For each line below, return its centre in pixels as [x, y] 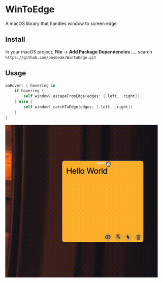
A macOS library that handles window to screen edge [61, 23]
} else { [24, 102]
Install [15, 39]
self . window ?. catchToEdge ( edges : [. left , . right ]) [78, 107]
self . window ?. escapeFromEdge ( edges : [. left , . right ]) [81, 96]
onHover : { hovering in [30, 86]
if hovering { [29, 91]
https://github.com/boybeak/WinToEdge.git [51, 58]
